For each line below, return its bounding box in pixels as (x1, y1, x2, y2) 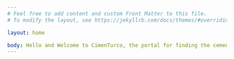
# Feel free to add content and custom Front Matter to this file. (7, 10, 208, 17)
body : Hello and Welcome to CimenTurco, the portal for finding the (7, 42, 210, 49)
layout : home (7, 29, 45, 36)
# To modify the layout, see (7, 17, 92, 24)
